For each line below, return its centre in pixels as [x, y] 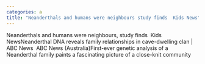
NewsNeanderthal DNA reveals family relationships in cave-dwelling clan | [100, 41]
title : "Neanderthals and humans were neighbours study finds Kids [95, 18]
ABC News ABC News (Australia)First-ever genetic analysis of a [88, 48]
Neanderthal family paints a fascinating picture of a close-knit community [99, 54]
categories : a [24, 12]
